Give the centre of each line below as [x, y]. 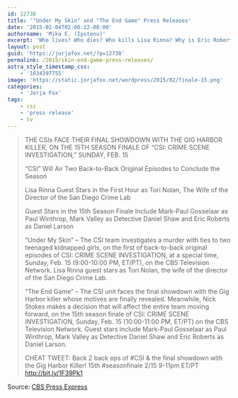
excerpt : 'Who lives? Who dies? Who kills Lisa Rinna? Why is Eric [109, 40]
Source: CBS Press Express [47, 387]
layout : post [27, 47]
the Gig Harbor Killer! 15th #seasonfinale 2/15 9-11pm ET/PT [112, 365]
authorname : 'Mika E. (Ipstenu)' [57, 34]
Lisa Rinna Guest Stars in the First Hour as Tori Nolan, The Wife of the [126, 189]
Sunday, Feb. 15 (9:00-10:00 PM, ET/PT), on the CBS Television [117, 262]
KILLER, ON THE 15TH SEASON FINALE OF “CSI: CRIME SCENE [117, 147]
